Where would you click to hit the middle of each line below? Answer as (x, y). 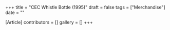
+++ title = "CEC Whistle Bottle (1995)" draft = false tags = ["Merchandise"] (85, 7)
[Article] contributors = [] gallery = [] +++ (49, 22)
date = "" (15, 12)
